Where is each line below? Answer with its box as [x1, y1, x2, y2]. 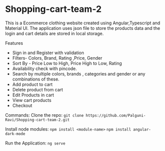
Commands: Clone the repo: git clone [5, 112, 84, 118]
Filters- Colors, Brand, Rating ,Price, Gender [12, 55, 103, 61]
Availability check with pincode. [12, 66, 77, 72]
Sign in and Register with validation [12, 50, 84, 56]
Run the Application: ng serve [5, 140, 65, 146]
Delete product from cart [12, 86, 63, 92]
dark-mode [5, 131, 26, 136]
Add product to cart [12, 81, 53, 87]
